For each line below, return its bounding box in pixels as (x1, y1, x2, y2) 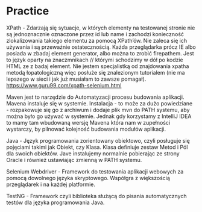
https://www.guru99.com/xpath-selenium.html (6, 81, 122, 89)
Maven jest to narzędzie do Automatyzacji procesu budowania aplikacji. (6, 93, 185, 101)
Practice (6, 4, 49, 18)
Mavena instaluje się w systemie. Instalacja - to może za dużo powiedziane (6, 99, 193, 107)
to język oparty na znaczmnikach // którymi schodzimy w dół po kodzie (6, 56, 183, 63)
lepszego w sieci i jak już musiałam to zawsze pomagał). (6, 75, 147, 83)
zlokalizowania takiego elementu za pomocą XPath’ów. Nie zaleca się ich (6, 37, 188, 44)
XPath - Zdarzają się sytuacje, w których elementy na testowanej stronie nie (6, 24, 195, 31)
